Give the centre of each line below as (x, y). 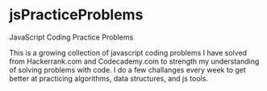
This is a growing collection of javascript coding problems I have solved (128, 52)
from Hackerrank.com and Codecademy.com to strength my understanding (134, 61)
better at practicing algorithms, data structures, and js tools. (109, 78)
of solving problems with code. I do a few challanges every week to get (128, 69)
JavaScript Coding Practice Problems (71, 37)
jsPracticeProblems (76, 15)
